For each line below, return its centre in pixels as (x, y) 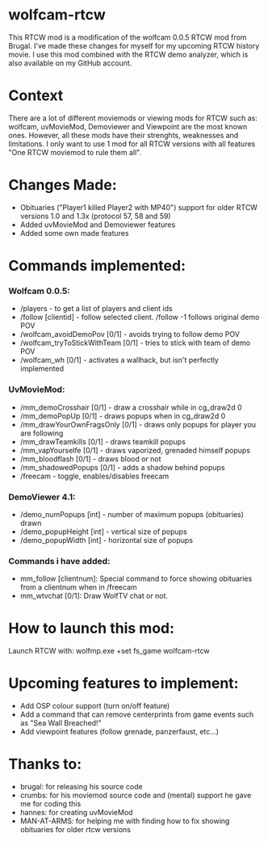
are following (42, 433)
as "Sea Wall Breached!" (61, 723)
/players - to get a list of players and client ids (96, 309)
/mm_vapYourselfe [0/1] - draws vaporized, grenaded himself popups (135, 450)
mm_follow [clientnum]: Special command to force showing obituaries (136, 578)
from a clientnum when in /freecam (78, 587)
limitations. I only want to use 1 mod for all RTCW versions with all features (132, 144)
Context (36, 96)
